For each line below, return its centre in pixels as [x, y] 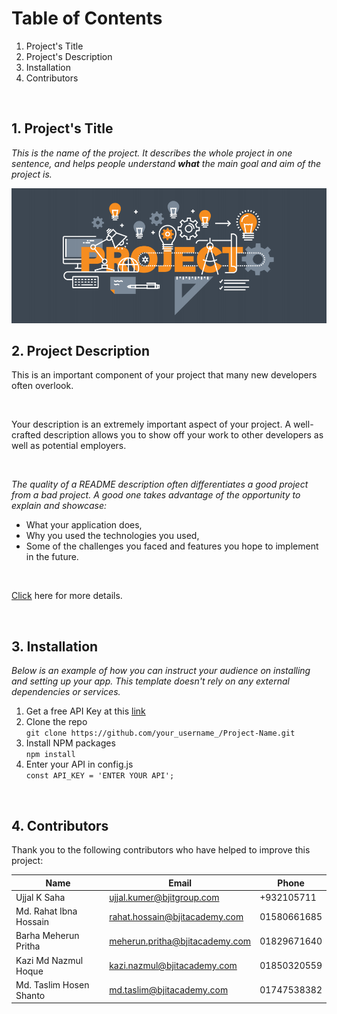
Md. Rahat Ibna [46, 911]
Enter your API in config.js [79, 764]
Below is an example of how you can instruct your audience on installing [161, 671]
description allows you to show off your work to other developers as [183, 435]
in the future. [52, 557]
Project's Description [69, 56]
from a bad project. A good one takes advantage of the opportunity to [156, 495]
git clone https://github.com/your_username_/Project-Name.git [160, 733]
